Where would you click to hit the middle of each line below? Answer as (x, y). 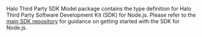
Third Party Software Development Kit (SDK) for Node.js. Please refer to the (101, 15)
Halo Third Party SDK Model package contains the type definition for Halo (99, 9)
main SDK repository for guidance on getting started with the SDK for (93, 21)
